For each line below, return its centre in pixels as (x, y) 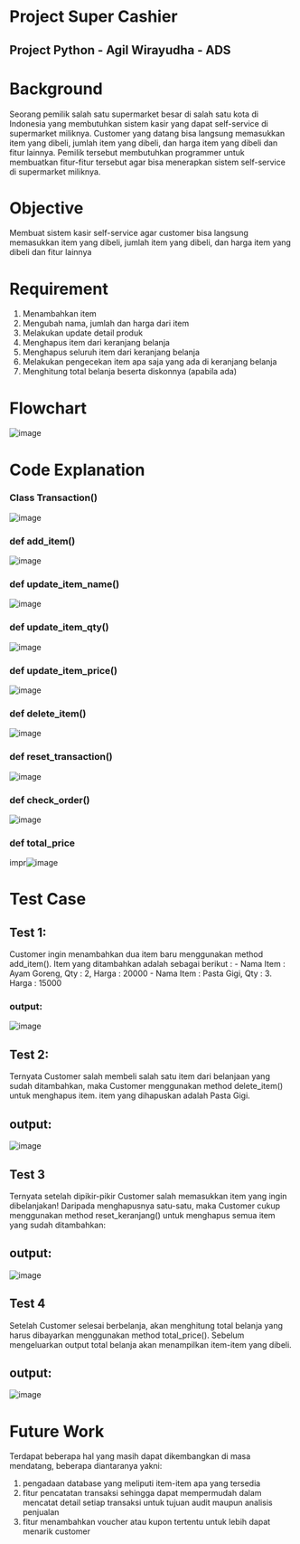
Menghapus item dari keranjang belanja (96, 343)
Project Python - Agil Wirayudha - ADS (120, 50)
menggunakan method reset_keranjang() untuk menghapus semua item (142, 1215)
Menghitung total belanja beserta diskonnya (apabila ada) (130, 372)
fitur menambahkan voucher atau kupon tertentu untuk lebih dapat (146, 1522)
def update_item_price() (63, 670)
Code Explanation (77, 470)
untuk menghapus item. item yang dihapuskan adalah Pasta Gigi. (130, 1095)
